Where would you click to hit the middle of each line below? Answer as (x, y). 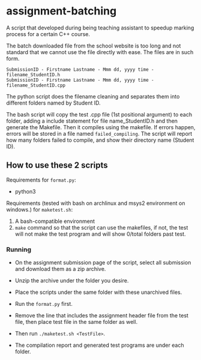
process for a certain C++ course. (48, 34)
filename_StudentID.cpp (36, 85)
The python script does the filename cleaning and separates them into (93, 96)
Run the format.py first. (44, 304)
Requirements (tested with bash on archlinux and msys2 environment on (96, 203)
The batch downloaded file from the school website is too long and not (94, 46)
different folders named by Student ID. (53, 103)
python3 (25, 191)
